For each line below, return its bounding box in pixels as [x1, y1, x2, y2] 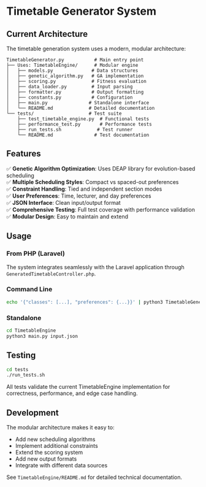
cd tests [6, 366, 29, 372]
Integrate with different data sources [15, 462, 108, 469]
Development [6, 407, 59, 418]
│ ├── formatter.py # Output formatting [6, 89, 144, 95]
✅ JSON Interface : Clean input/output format [6, 199, 121, 206]
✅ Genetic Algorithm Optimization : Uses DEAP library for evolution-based [6, 164, 196, 172]
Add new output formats [15, 455, 77, 462]
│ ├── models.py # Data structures [6, 67, 139, 74]
